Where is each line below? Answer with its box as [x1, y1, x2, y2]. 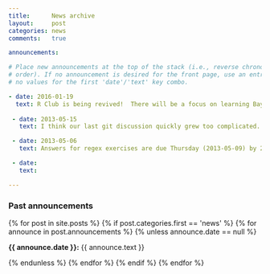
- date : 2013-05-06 [11, 137, 78, 145]
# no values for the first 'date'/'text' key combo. [8, 78, 189, 86]
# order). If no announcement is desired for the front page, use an [8, 71, 247, 79]
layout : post [8, 19, 67, 27]
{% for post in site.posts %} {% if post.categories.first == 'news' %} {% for [8, 218, 257, 227]
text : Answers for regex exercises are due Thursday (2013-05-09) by [18, 145, 257, 153]
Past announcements [8, 200, 94, 211]
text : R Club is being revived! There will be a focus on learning [15, 100, 250, 108]
